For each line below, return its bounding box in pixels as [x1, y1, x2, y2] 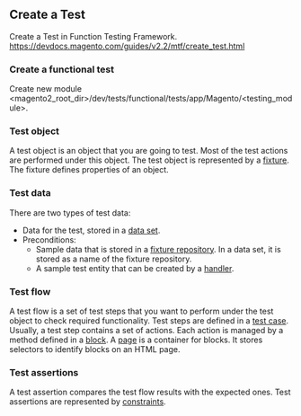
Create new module [9, 84, 83, 94]
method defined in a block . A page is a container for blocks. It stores [9, 334, 263, 345]
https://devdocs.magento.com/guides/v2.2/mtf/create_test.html [9, 40, 245, 51]
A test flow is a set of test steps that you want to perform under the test [9, 305, 274, 316]
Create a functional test [9, 63, 115, 75]
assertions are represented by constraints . [9, 396, 166, 407]
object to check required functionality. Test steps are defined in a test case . [9, 315, 289, 326]
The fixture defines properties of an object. [9, 164, 169, 175]
